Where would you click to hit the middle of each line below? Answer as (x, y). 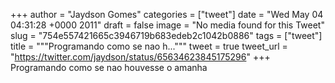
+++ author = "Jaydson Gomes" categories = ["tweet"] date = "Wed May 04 (167, 14)
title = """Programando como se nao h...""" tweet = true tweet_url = (149, 46)
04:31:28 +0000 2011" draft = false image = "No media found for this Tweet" (167, 25)
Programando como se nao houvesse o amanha (109, 67)
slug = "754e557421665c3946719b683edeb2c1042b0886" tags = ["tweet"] (166, 35)
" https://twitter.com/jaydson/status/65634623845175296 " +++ (140, 57)
